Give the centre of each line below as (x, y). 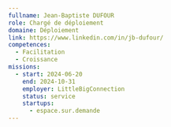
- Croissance (37, 60)
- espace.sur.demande (65, 111)
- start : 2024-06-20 (49, 74)
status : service (49, 96)
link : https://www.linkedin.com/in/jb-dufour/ (86, 37)
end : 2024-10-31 (49, 81)
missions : (24, 67)
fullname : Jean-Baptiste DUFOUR (61, 15)
